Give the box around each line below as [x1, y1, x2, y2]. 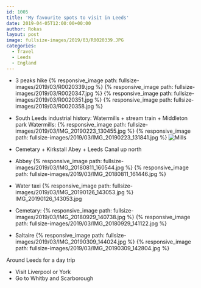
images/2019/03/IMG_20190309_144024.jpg [15, 238, 127, 245]
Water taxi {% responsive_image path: [15, 182, 111, 189]
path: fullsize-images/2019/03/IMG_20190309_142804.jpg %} [15, 244, 170, 251]
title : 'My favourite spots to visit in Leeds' [6, 15, 130, 21]
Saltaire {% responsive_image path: [15, 231, 105, 239]
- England [12, 60, 37, 66]
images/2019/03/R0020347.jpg [15, 90, 94, 97]
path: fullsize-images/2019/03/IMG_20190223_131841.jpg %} [15, 133, 167, 141]
